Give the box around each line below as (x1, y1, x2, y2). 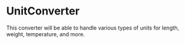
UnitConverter (6, 4, 80, 18)
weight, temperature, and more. (6, 30, 85, 37)
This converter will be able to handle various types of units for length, (6, 24, 180, 31)
